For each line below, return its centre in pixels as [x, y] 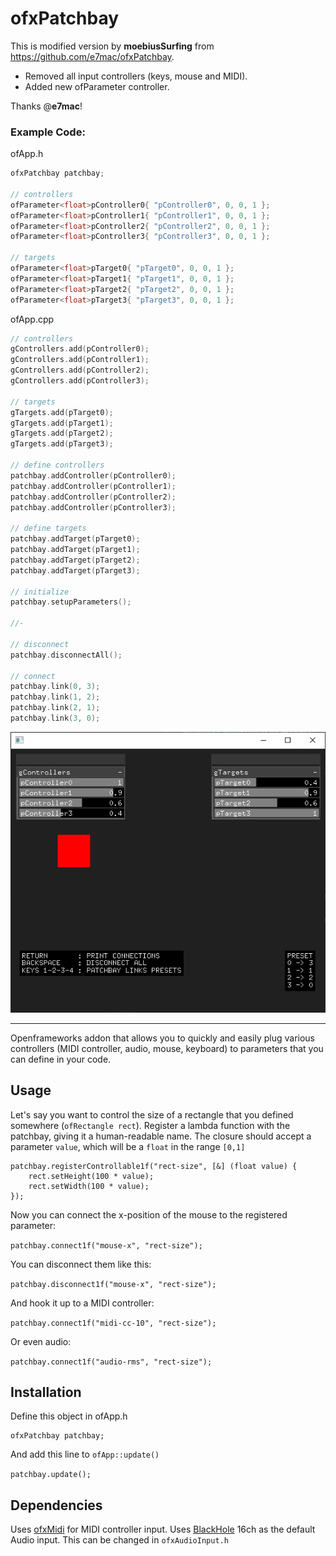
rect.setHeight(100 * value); [91, 1176]
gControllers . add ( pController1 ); [80, 360]
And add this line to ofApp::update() [85, 1454]
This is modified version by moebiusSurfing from [112, 46]
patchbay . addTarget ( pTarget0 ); [75, 539]
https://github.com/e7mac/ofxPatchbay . [92, 56]
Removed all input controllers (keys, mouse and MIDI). [136, 76]
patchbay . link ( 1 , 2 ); [55, 697]
